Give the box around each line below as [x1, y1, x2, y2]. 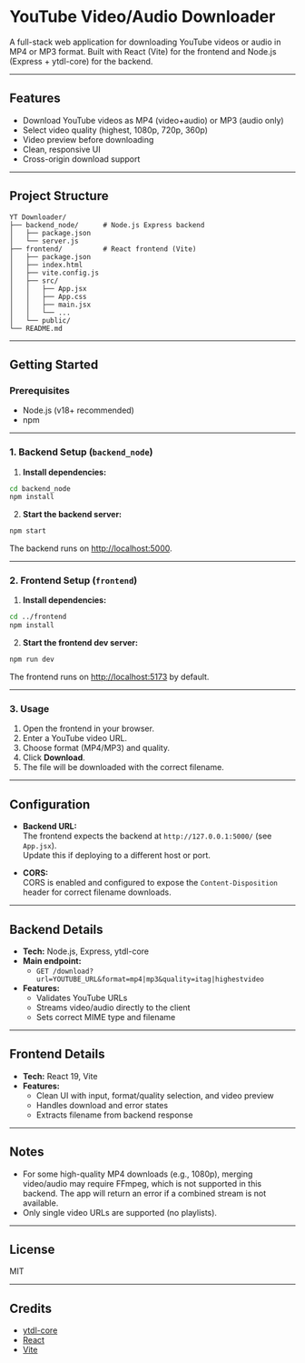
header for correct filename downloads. [22, 887, 172, 897]
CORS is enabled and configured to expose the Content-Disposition [22, 877, 279, 888]
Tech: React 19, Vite [22, 1070, 98, 1081]
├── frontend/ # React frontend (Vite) [9, 244, 197, 254]
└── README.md [9, 324, 64, 333]
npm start [9, 526, 47, 536]
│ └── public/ [9, 316, 71, 325]
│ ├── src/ [9, 276, 59, 286]
